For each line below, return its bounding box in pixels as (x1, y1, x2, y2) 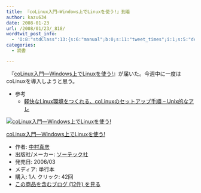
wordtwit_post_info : (6, 31, 58, 37)
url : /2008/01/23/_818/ (6, 25, 66, 32)
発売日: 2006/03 (14, 158, 56, 165)
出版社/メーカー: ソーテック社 (14, 151, 89, 158)
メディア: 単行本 (14, 166, 55, 173)
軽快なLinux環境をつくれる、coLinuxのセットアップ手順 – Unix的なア (23, 97, 194, 105)
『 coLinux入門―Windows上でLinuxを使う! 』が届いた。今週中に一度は (11, 70, 181, 77)
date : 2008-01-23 (6, 20, 50, 26)
